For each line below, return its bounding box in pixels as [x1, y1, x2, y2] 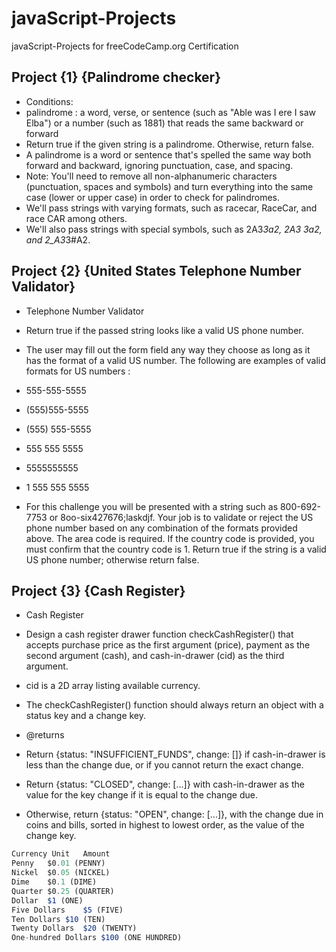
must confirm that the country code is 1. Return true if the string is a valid [25, 543, 327, 555]
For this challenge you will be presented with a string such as [25, 500, 279, 512]
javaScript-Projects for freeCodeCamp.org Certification [11, 40, 239, 52]
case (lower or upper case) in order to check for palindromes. [25, 191, 280, 203]
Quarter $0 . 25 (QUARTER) [11, 886, 115, 896]
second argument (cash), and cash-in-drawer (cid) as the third [25, 650, 285, 662]
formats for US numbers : [25, 365, 131, 377]
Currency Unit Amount [11, 849, 111, 859]
